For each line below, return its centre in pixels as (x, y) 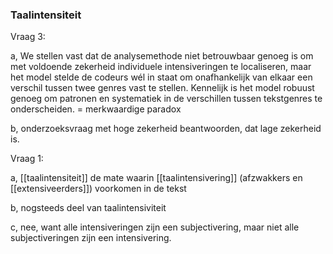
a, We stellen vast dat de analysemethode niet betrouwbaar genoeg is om (162, 56)
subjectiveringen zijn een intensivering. (91, 238)
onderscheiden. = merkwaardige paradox (96, 109)
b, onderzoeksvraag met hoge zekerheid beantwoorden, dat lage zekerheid (166, 129)
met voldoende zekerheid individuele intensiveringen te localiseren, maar (161, 67)
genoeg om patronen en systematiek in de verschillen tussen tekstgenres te (166, 99)
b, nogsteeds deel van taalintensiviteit (88, 208)
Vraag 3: (28, 37)
